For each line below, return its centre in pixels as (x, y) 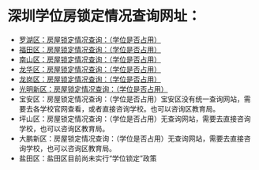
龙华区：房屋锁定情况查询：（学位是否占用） (90, 69)
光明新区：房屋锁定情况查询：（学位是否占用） (93, 89)
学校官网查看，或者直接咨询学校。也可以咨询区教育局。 (130, 108)
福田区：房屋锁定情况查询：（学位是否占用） (90, 49)
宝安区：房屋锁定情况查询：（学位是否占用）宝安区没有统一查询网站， (131, 99)
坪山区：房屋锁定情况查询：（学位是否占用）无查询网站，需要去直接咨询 (135, 119)
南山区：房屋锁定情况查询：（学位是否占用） (90, 59)
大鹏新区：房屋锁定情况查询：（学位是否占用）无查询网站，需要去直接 (131, 138)
